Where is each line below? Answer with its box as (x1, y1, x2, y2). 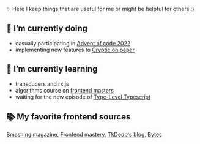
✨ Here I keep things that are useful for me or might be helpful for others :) (6, 6, 194, 12)
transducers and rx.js (15, 80, 69, 88)
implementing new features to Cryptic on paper (15, 46, 135, 53)
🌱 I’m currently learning (6, 64, 98, 74)
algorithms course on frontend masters (15, 86, 114, 94)
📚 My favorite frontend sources (6, 112, 131, 122)
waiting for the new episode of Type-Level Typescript (15, 93, 151, 100)
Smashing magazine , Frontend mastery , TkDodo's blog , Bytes (6, 131, 162, 138)
